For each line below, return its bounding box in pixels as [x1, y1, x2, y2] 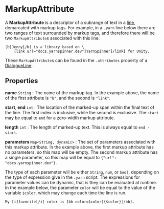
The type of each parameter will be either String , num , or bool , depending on [5, 169, 159, 175]
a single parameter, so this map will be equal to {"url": [5, 154, 117, 160]
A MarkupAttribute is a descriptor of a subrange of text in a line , [5, 20, 136, 25]
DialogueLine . [5, 63, 33, 68]
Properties [5, 77, 38, 85]
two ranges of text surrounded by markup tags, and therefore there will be [5, 30, 155, 36]
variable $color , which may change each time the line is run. [5, 189, 127, 196]
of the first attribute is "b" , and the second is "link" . [5, 95, 111, 101]
